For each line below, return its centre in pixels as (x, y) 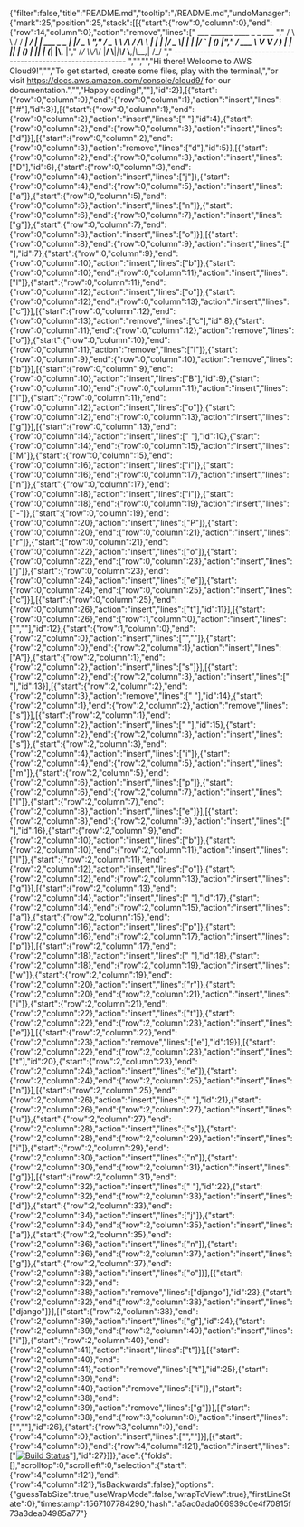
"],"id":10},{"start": (225, 436)
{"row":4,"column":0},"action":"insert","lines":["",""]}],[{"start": (126, 1436)
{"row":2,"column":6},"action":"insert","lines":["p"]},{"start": (121, 783)
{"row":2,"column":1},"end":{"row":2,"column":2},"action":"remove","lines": (149, 706)
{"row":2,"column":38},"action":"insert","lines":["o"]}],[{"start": (126, 1273)
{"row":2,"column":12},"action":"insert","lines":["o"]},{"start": (123, 869)
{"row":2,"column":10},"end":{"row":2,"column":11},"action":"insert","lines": (148, 849)
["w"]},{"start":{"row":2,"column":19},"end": (91, 975)
